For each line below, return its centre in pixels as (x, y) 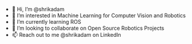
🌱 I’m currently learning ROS (46, 22)
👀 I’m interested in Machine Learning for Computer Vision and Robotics (99, 15)
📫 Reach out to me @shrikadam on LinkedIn (66, 35)
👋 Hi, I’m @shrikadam (38, 9)
